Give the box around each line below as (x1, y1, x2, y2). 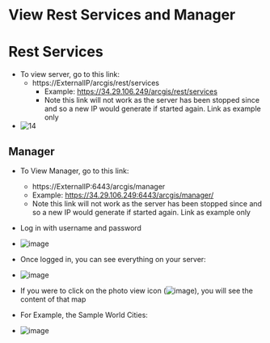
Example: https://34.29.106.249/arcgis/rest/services (44, 87, 218, 96)
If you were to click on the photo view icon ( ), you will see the (19, 286, 253, 295)
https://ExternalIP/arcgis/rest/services (32, 78, 160, 88)
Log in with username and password (19, 222, 141, 232)
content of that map (19, 294, 86, 304)
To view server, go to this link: (19, 70, 120, 79)
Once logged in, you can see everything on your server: (19, 254, 206, 264)
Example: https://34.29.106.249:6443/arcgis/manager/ (32, 190, 214, 200)
